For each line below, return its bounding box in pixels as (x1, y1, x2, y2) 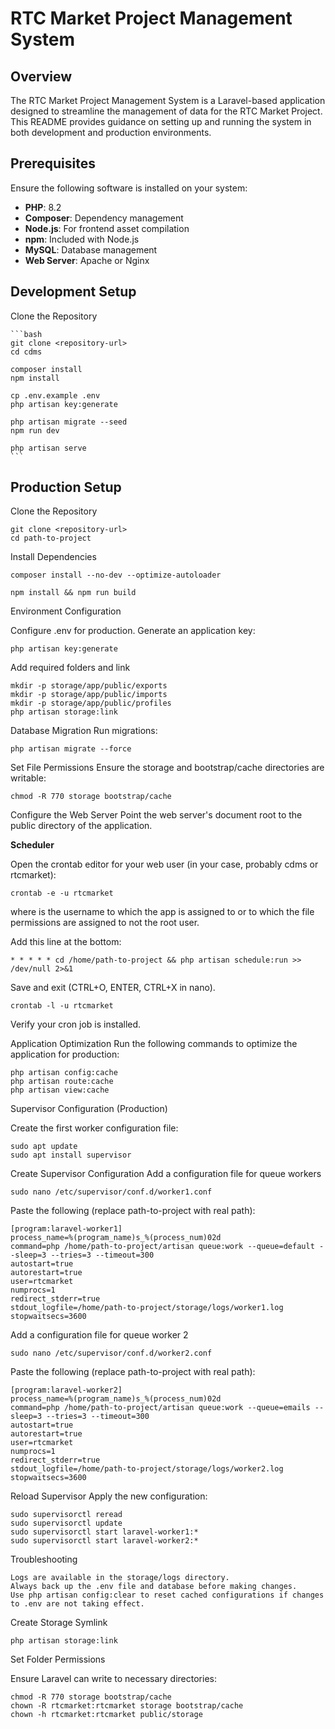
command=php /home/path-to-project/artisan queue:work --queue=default (10, 1242, 315, 1252)
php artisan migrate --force (10, 744, 132, 754)
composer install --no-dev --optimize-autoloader (10, 570, 222, 581)
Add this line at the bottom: (10, 936, 122, 948)
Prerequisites (10, 155, 96, 172)
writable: (10, 772, 47, 784)
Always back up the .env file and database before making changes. (10, 1582, 298, 1592)
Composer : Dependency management (24, 212, 184, 224)
